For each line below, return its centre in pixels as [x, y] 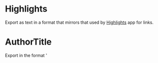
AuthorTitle [28, 42]
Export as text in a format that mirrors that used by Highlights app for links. [79, 22]
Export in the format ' [26, 55]
